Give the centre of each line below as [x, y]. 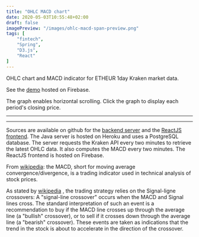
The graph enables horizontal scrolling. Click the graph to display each [92, 101]
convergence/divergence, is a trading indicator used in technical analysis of [99, 173]
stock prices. [22, 179]
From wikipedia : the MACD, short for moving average [71, 166]
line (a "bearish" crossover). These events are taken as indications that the [97, 222]
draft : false [22, 23]
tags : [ [16, 34]
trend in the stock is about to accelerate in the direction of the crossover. [95, 228]
